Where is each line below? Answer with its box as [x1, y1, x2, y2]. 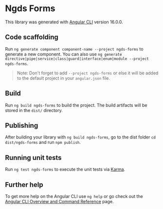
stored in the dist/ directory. [5, 107, 63, 113]
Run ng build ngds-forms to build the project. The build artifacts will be [5, 102, 147, 108]
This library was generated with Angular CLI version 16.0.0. [5, 19, 123, 25]
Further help [5, 180, 44, 189]
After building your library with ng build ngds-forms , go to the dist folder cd [5, 134, 156, 140]
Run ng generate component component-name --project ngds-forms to [5, 46, 144, 52]
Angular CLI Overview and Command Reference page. [5, 199, 114, 204]
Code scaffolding [5, 33, 58, 41]
